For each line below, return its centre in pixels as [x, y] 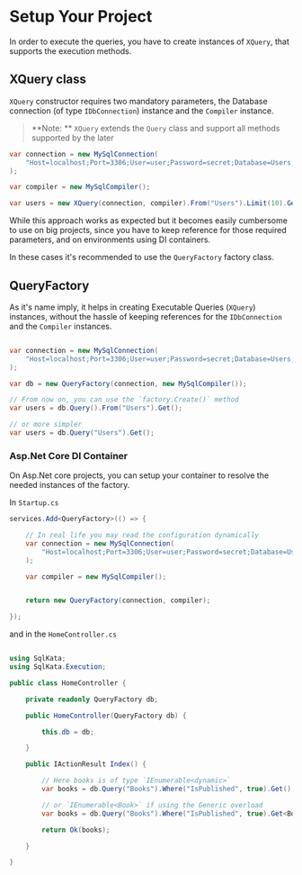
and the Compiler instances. [61, 326]
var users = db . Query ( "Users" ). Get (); [82, 433]
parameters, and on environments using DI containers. [110, 239]
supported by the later [72, 138]
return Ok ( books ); [76, 830]
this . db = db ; [68, 732]
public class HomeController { [68, 683]
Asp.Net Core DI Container [69, 456]
